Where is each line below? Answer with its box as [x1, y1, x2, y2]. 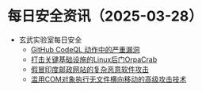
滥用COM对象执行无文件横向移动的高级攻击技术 [30, 74, 187, 84]
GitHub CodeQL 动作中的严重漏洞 [30, 44, 140, 54]
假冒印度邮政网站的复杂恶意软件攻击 [30, 64, 150, 74]
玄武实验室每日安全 [18, 35, 82, 44]
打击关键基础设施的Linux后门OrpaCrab [30, 55, 158, 64]
